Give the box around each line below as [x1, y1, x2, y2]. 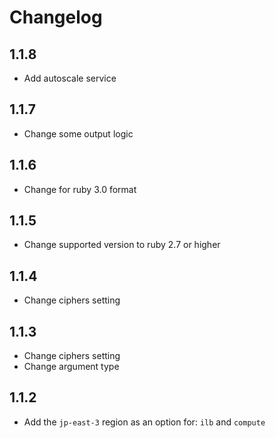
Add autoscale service [23, 72, 117, 84]
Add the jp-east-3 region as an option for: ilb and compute [23, 416, 266, 428]
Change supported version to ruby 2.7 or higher [23, 239, 221, 251]
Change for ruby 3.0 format [23, 183, 137, 195]
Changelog [9, 6, 103, 29]
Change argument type [23, 361, 120, 373]
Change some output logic [23, 127, 134, 140]
